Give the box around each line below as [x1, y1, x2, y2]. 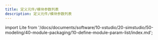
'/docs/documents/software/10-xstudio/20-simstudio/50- [38, 24, 154, 30]
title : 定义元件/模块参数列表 [5, 7, 59, 12]
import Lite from [5, 24, 37, 30]
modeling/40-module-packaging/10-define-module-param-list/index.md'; [5, 30, 153, 35]
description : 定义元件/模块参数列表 [5, 11, 72, 16]
